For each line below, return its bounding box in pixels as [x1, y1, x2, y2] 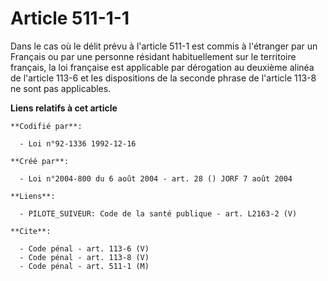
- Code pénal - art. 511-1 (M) [19, 261, 150, 271]
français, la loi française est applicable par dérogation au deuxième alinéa [10, 61, 315, 73]
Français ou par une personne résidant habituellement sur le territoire [10, 50, 297, 62]
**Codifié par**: [10, 121, 83, 131]
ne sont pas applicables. [10, 82, 112, 94]
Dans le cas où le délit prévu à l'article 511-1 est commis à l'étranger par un [10, 40, 318, 52]
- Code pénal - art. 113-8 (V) [19, 252, 150, 262]
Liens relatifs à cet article [10, 102, 118, 114]
